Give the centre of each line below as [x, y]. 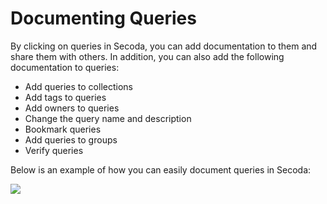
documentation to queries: [65, 67]
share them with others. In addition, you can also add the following [147, 56]
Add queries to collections [78, 86]
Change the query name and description [108, 118]
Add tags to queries [65, 97]
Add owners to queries [72, 108]
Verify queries [54, 150]
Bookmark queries [63, 129]
